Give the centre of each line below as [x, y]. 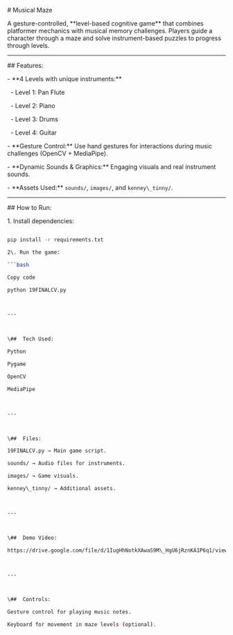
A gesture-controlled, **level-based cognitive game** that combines [105, 23]
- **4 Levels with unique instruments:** [65, 79]
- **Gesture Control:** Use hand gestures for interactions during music [110, 146]
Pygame [17, 364]
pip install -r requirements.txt [55, 240]
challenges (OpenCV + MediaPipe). [58, 153]
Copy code [21, 277]
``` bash [18, 265]
